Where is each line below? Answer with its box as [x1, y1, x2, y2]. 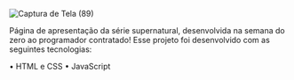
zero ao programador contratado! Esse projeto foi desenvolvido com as [9, 35, 271, 45]
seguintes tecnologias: [9, 44, 92, 55]
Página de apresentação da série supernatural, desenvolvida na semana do [9, 25, 286, 35]
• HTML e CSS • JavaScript [9, 62, 111, 71]
